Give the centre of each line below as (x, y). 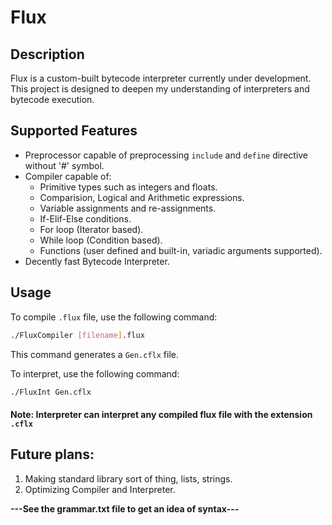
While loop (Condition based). (101, 240)
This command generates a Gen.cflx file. (95, 354)
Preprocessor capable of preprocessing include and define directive (166, 155)
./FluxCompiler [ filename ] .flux (77, 335)
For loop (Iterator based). (91, 229)
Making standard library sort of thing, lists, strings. (128, 478)
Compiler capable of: (68, 176)
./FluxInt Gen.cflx (51, 392)
